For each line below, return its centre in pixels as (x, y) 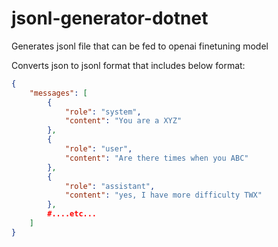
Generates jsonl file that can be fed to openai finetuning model (140, 46)
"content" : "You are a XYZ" (123, 121)
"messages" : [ (58, 93)
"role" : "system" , (103, 112)
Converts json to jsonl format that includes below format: (128, 65)
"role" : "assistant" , (110, 186)
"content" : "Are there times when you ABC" (156, 158)
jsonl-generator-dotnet (110, 18)
